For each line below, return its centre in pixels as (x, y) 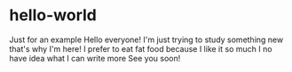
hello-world (53, 15)
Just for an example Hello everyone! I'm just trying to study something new (146, 40)
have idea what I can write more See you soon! (95, 58)
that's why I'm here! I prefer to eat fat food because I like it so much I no (141, 48)
